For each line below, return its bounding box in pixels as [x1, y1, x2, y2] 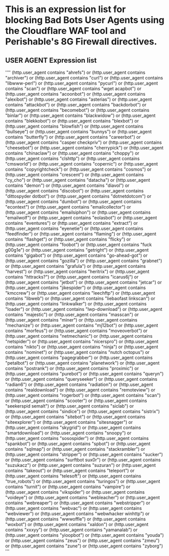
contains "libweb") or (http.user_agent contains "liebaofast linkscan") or [5, 295, 155, 301]
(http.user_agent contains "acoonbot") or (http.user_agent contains [5, 91, 146, 97]
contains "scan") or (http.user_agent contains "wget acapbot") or [5, 86, 142, 92]
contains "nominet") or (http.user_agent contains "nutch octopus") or [5, 349, 150, 355]
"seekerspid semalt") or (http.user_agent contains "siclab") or [5, 403, 134, 409]
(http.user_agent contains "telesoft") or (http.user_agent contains [5, 473, 142, 479]
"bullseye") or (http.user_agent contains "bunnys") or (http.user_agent [5, 129, 152, 135]
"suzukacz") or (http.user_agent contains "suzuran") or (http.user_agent [5, 462, 156, 468]
